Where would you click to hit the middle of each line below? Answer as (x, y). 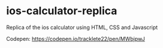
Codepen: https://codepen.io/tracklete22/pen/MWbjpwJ (76, 39)
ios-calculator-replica (62, 11)
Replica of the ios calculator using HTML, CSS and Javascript (82, 27)
